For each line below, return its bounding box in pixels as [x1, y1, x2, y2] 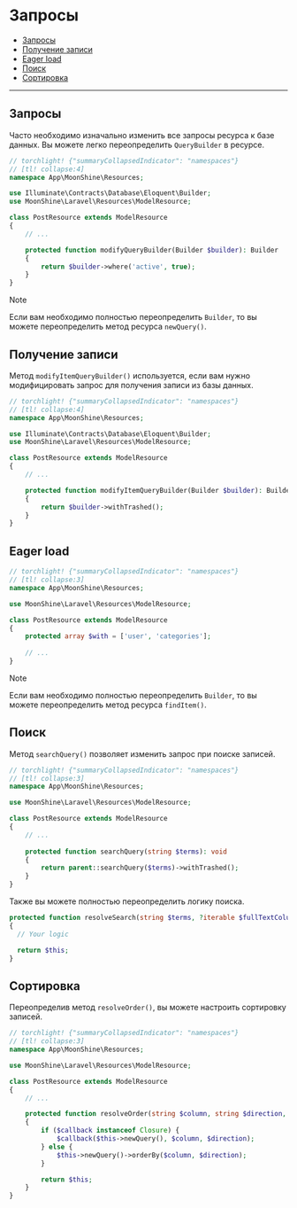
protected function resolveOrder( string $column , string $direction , [25, 1110, 287, 1118]
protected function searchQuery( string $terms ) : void [25, 847, 227, 856]
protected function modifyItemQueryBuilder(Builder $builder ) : [25, 486, 263, 495]
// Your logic [17, 930, 69, 939]
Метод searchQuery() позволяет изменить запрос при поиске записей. [9, 748, 276, 759]
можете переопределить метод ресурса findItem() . [9, 699, 207, 710]
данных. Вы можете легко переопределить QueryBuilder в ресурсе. [9, 139, 265, 150]
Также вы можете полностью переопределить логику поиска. [9, 896, 245, 907]
